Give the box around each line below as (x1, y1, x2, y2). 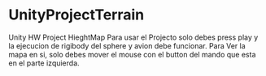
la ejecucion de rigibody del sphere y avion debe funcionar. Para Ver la (8, 40, 246, 50)
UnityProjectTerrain (8, 6, 145, 24)
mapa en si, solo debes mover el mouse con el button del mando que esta (8, 49, 256, 59)
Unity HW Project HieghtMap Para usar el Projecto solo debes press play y (8, 32, 259, 42)
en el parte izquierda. (8, 58, 80, 68)
